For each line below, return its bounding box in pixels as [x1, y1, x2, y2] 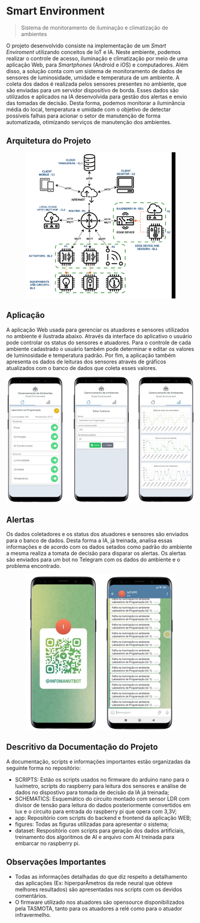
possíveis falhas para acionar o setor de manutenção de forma [6, 112, 160, 119]
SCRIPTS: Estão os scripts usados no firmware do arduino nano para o [14, 775, 190, 783]
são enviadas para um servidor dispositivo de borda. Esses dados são [6, 86, 179, 94]
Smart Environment [6, 4, 105, 18]
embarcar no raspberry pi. [14, 840, 80, 847]
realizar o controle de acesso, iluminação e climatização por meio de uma [6, 55, 188, 62]
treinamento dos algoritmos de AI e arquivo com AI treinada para [14, 833, 175, 840]
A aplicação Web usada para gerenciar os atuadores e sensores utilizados [6, 326, 190, 333]
